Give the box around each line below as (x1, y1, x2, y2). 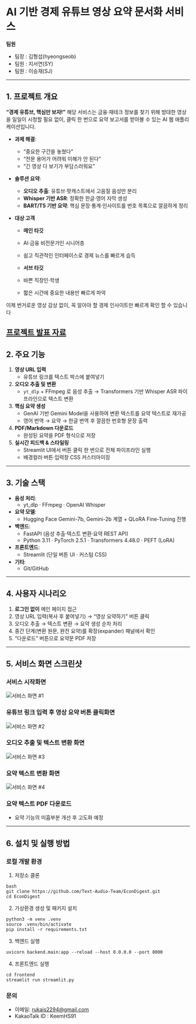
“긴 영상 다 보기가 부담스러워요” (23, 162, 95, 170)
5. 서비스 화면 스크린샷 (6, 659, 82, 669)
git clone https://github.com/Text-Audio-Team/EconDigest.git (6, 889, 160, 895)
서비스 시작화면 (6, 678, 47, 686)
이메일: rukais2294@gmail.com (14, 1006, 89, 1013)
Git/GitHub (23, 565, 49, 572)
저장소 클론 (14, 872, 40, 879)
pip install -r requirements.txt (6, 927, 87, 933)
